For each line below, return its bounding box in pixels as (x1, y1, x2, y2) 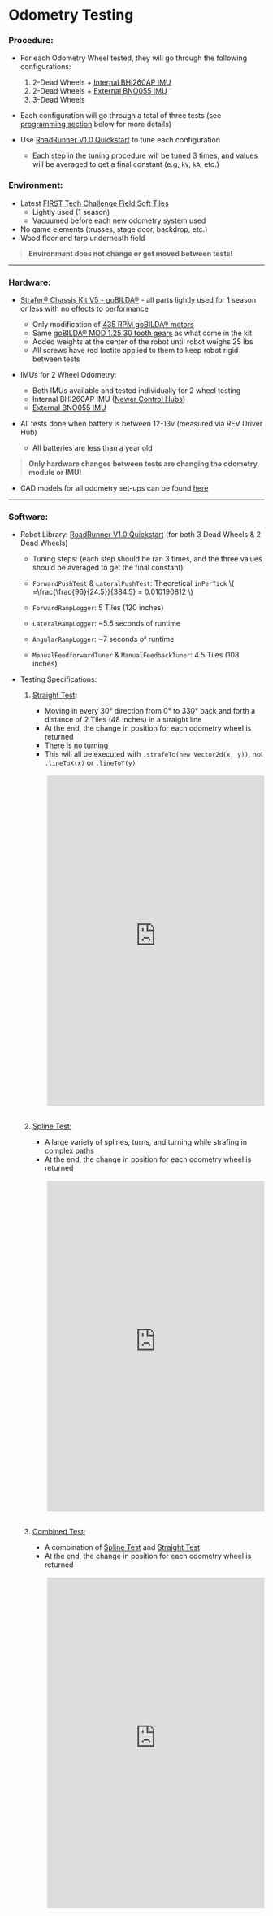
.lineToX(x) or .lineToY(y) (44, 758, 136, 768)
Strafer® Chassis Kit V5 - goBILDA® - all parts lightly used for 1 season (19, 295, 257, 305)
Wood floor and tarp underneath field (19, 233, 145, 242)
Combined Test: (32, 1527, 86, 1537)
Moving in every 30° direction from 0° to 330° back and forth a (44, 706, 256, 716)
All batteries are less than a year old (32, 443, 153, 453)
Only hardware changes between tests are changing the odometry (28, 459, 258, 469)
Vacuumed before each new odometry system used (32, 216, 206, 225)
